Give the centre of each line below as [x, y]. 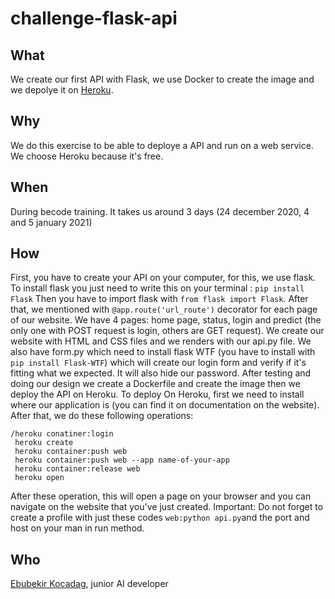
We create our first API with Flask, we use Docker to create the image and [162, 79]
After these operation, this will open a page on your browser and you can [161, 496]
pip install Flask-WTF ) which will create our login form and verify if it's [158, 363]
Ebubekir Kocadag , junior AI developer [89, 584]
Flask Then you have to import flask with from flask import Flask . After [159, 299]
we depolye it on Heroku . [62, 90]
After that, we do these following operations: [102, 416]
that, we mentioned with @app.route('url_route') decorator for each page [164, 309]
